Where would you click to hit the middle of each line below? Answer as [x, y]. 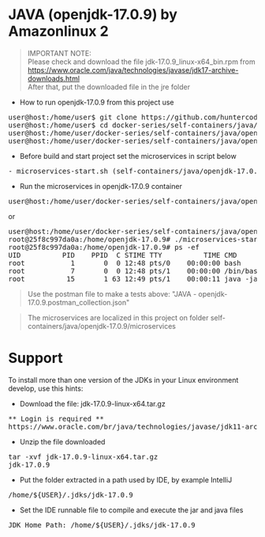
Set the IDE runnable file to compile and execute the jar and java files [131, 510]
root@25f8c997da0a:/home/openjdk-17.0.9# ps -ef [104, 247]
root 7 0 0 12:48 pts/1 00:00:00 [114, 271]
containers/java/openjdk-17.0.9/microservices [101, 326]
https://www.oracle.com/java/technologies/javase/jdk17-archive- [133, 70]
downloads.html [54, 78]
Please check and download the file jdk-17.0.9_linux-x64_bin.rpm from [141, 62]
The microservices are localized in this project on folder [118, 317]
